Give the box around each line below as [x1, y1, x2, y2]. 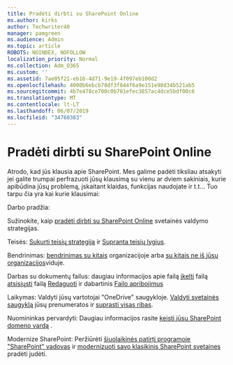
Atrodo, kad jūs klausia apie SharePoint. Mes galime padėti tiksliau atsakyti [7, 167, 222, 175]
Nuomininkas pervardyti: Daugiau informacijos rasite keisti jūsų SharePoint [7, 313, 222, 322]
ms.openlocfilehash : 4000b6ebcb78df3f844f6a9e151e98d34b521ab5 [7, 82, 195, 89]
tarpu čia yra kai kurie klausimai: [7, 189, 100, 198]
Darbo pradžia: [7, 203, 50, 211]
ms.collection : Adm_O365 [7, 62, 80, 69]
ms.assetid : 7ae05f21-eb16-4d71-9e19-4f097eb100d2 [7, 75, 158, 82]
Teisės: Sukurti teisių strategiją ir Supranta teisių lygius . [7, 237, 166, 246]
